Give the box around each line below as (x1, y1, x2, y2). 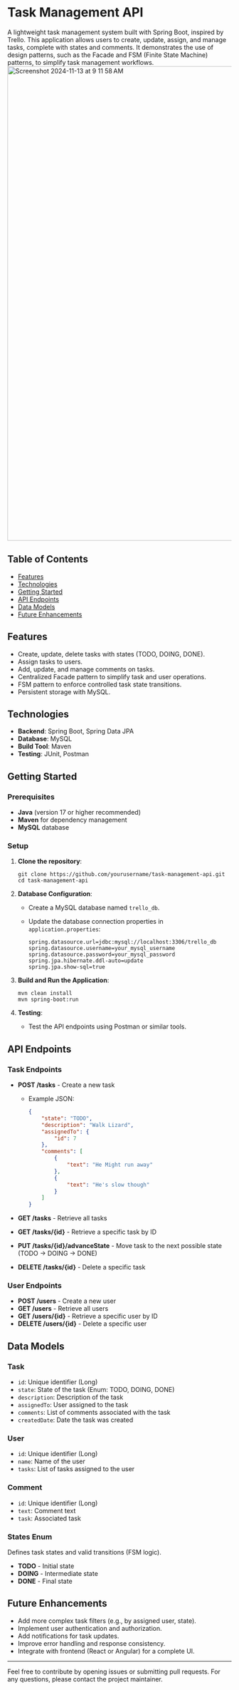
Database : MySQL (17, 735, 73, 743)
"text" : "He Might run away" (66, 1161, 153, 1169)
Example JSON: (28, 1095, 75, 1103)
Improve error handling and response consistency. (17, 1639, 166, 1647)
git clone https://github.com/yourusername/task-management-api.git (17, 871, 225, 878)
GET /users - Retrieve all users (17, 1304, 109, 1313)
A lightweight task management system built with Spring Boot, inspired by (7, 28, 224, 36)
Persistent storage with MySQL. (17, 687, 111, 696)
